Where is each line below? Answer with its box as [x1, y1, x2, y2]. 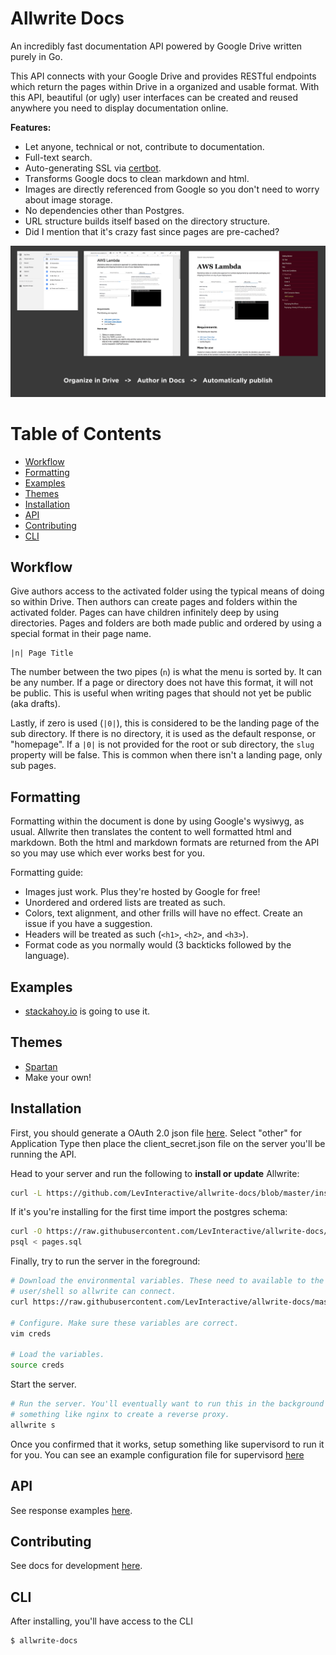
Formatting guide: [10, 867, 84, 879]
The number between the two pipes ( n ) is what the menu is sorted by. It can [10, 666, 323, 678]
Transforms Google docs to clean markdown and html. [24, 172, 250, 184]
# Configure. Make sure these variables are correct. [10, 1318, 240, 1328]
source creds [10, 1360, 65, 1371]
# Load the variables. [10, 1350, 105, 1360]
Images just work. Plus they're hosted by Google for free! [24, 886, 261, 898]
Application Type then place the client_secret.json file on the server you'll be [10, 1137, 326, 1149]
